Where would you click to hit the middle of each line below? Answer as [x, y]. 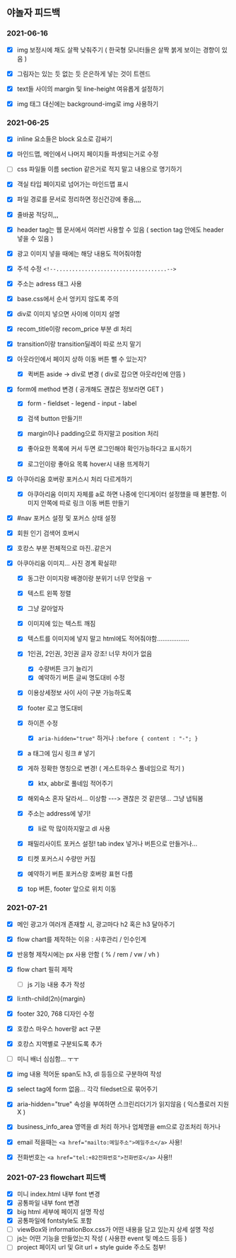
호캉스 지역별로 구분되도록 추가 [59, 1044]
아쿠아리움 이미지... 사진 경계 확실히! [67, 563]
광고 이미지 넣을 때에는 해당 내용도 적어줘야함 [79, 253]
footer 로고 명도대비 [55, 708]
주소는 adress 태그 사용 [49, 283]
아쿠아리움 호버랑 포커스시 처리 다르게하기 [75, 479]
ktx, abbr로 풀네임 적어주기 [76, 783]
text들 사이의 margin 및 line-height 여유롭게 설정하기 [90, 89]
